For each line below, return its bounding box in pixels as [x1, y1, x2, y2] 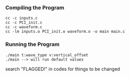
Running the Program [5, 41, 60, 48]
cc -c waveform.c [5, 24, 43, 30]
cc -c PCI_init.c [5, 20, 43, 25]
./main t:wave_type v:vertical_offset [5, 53, 88, 58]
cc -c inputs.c [5, 16, 38, 21]
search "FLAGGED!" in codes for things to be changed [5, 66, 120, 72]
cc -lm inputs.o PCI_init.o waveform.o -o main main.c [5, 29, 125, 34]
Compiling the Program [5, 4, 65, 11]
